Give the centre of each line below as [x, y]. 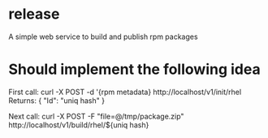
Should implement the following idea [135, 69]
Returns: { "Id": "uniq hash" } [57, 100]
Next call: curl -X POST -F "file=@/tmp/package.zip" [96, 116]
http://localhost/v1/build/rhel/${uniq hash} [79, 125]
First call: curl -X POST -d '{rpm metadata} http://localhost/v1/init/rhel [125, 92]
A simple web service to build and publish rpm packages [103, 37]
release [34, 14]
